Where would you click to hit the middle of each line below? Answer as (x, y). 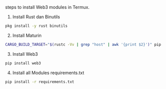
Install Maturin (27, 35)
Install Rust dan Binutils (36, 17)
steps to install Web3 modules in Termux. (47, 7)
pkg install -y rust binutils (37, 26)
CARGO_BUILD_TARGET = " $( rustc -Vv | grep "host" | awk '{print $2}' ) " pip (83, 44)
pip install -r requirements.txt (40, 82)
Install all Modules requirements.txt (48, 73)
